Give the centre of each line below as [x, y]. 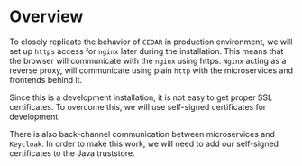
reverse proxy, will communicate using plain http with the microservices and [151, 70]
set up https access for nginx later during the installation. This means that [146, 51]
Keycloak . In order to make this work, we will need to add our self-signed [144, 143]
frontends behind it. [46, 79]
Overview [46, 17]
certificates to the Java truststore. [72, 153]
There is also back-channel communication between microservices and [142, 134]
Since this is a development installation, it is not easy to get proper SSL [141, 97]
